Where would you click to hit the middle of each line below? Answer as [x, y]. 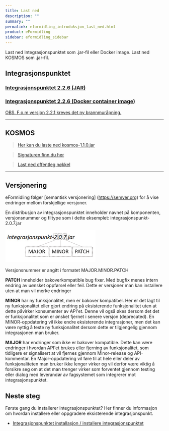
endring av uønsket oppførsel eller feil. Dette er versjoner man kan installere [84, 286]
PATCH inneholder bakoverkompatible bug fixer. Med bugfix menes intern [82, 280]
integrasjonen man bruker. [32, 333]
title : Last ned [22, 11]
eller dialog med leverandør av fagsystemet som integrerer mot [70, 375]
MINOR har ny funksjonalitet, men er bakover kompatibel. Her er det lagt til [82, 301]
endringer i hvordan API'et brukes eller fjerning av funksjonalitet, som [77, 348]
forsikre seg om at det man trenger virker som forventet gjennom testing [80, 369]
